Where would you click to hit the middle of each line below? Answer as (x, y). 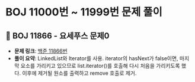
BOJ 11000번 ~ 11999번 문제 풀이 (84, 12)
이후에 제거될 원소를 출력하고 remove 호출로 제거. (79, 73)
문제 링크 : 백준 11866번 (41, 51)
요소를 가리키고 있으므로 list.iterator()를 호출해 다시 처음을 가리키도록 (100, 66)
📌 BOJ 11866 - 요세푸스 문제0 (57, 36)
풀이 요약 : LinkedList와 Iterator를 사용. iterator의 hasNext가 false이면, (96, 58)
